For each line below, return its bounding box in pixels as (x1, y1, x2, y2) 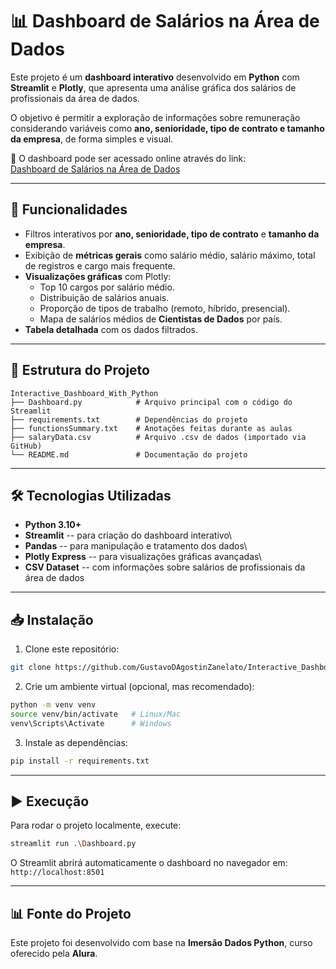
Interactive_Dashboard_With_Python (10, 388, 159, 398)
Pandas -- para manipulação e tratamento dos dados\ (24, 540, 248, 552)
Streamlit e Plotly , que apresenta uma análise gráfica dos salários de (10, 81, 297, 93)
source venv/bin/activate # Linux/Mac (10, 709, 182, 719)
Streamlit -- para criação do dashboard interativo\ (24, 529, 233, 542)
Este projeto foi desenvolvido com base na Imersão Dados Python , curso (10, 937, 313, 949)
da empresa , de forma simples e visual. (10, 133, 174, 145)
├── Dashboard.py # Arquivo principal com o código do (10, 397, 293, 407)
